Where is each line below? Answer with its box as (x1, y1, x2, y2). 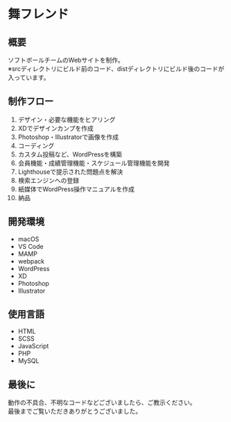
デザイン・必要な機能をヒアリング (17, 115, 116, 124)
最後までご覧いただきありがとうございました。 (8, 407, 142, 416)
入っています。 (8, 74, 50, 81)
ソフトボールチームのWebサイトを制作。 (8, 56, 124, 64)
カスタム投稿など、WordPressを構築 (17, 150, 123, 159)
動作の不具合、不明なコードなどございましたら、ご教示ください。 (8, 398, 196, 407)
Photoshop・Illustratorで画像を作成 (17, 133, 119, 141)
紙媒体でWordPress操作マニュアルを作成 (17, 185, 135, 193)
